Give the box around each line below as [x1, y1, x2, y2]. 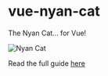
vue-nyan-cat [8, 2, 100, 20]
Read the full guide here [8, 58, 86, 68]
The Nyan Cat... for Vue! [8, 28, 87, 38]
